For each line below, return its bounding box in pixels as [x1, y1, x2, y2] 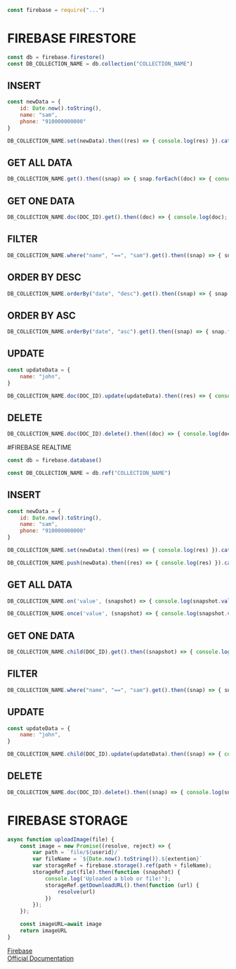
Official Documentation [7, 953, 74, 962]
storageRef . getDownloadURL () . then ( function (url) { [44, 882, 199, 889]
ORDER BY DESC [7, 271, 82, 283]
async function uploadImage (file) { [7, 836, 114, 843]
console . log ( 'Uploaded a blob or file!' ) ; [44, 875, 171, 882]
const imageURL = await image [20, 920, 102, 928]
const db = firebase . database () [7, 457, 102, 464]
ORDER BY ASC [7, 309, 76, 321]
